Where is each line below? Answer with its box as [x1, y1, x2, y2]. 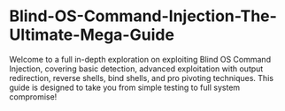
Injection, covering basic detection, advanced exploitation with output [9, 63, 264, 74]
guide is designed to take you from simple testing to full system [9, 82, 241, 92]
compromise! [9, 91, 58, 102]
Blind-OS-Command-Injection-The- [9, 6, 277, 26]
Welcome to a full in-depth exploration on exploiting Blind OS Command [9, 54, 272, 64]
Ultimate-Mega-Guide [9, 25, 175, 45]
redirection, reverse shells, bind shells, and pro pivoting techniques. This [9, 72, 274, 83]
